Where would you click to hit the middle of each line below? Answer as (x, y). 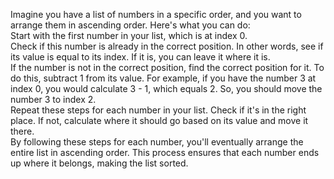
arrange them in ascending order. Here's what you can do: (130, 25)
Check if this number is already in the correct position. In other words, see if (167, 46)
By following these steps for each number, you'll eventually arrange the (157, 142)
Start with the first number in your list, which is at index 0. (129, 35)
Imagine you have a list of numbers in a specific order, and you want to (156, 14)
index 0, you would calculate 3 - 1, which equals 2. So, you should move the (166, 88)
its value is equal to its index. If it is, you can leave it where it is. (140, 57)
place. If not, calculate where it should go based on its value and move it (159, 120)
